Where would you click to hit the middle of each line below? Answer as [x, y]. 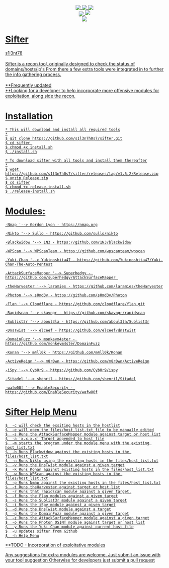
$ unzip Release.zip [27, 178]
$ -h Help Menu [22, 536]
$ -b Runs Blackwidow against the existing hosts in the [67, 452]
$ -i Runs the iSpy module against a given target [60, 505]
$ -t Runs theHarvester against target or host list [63, 487]
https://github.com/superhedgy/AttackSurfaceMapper [60, 278]
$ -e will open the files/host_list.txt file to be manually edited [80, 430]
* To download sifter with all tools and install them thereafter [76, 161]
